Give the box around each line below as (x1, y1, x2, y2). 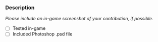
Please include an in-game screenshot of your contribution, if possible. (5, 16, 153, 22)
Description (5, 4, 35, 11)
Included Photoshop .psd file (12, 31, 73, 37)
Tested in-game (12, 25, 46, 31)
